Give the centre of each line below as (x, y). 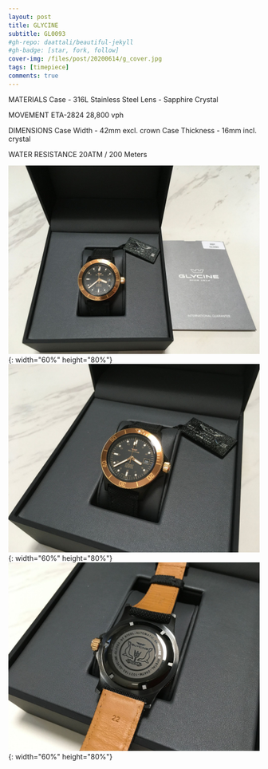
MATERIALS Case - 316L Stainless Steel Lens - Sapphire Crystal (113, 99)
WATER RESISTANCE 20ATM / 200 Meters (78, 154)
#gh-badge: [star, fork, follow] (64, 51)
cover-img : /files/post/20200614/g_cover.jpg (85, 59)
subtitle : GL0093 (37, 34)
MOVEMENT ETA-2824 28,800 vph (66, 115)
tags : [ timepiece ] (39, 68)
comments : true (33, 76)
